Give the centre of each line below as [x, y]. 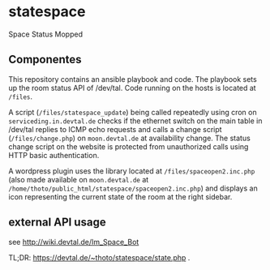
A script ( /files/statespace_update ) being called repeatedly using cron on [133, 112]
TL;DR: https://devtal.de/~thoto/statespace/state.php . [99, 257]
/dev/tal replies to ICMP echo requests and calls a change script [115, 129]
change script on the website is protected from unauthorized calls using [129, 146]
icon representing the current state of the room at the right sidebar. [120, 196]
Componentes [45, 60]
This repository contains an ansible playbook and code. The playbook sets [133, 79]
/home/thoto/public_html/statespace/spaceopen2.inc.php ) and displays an [133, 188]
